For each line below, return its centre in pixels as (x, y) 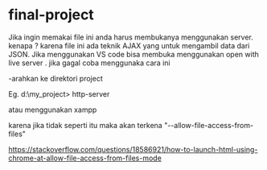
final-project (51, 15)
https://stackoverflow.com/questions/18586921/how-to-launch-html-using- (133, 149)
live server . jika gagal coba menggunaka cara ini (89, 63)
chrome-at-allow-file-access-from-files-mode (85, 158)
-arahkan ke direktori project (55, 78)
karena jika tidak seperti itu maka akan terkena (85, 125)
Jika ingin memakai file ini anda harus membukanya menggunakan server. (131, 37)
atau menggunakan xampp (53, 110)
